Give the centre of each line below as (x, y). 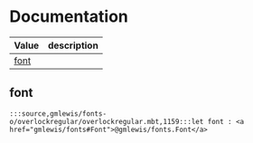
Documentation (69, 17)
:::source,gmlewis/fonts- (58, 114)
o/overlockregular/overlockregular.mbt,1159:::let (107, 121)
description (74, 45)
